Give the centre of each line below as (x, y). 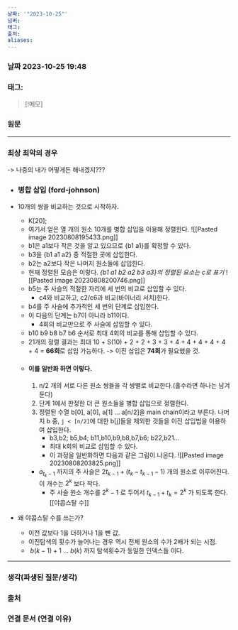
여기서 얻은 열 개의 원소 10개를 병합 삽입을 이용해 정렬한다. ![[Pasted (123, 229)
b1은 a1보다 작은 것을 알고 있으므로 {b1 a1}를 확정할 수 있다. (109, 246)
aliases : (20, 40)
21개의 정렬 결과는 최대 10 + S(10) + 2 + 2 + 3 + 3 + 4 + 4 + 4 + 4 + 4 (127, 342)
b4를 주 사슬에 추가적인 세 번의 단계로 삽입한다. (93, 307)
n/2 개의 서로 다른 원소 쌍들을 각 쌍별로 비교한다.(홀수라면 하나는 (128, 386)
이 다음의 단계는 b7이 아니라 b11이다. (79, 315)
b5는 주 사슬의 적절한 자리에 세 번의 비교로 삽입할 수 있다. (107, 289)
